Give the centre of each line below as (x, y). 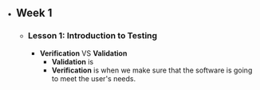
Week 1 (34, 13)
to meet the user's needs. (94, 78)
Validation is (73, 61)
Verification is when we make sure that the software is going (152, 70)
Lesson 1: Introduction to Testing (93, 36)
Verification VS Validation (83, 53)
